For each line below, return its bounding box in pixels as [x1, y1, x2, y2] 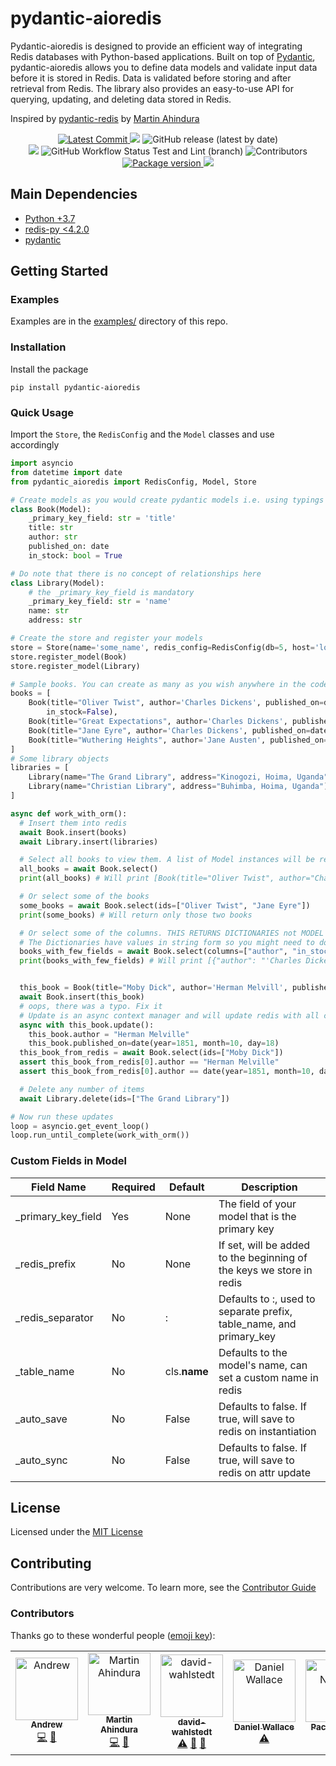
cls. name [164, 1364, 209, 1378]
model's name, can [218, 1358, 308, 1372]
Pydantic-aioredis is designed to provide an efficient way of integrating [10, 40, 303, 52]
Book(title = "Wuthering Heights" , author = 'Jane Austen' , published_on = [28, 735, 329, 745]
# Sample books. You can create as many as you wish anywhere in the [10, 679, 307, 689]
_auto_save [15, 1412, 68, 1426]
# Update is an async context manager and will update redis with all [19, 1010, 320, 1021]
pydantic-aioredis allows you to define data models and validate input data [10, 61, 318, 73]
